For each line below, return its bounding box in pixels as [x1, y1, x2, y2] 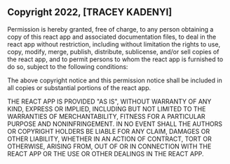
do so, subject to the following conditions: [7, 62, 128, 70]
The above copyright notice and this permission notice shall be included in [7, 76, 222, 84]
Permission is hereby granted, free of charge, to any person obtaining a [7, 25, 214, 33]
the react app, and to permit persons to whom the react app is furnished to [7, 55, 224, 63]
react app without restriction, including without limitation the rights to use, [7, 39, 221, 49]
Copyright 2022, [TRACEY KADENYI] [7, 6, 172, 18]
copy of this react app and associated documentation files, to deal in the [7, 32, 217, 41]
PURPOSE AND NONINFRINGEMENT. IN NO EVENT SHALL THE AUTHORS [7, 120, 223, 128]
